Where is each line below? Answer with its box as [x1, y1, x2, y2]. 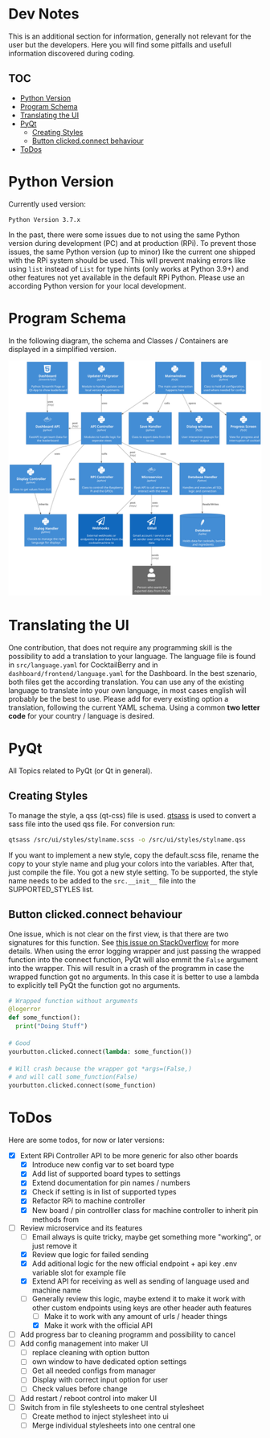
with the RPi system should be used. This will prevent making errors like [8, 255, 247, 265]
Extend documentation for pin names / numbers [31, 1178, 190, 1188]
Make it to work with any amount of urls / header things [43, 1311, 227, 1321]
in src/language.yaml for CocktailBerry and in [8, 660, 158, 670]
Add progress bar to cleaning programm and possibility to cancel [19, 1329, 235, 1339]
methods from [31, 1215, 80, 1224]
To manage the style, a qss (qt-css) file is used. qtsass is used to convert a [8, 810, 257, 820]
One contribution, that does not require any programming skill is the [8, 643, 233, 653]
